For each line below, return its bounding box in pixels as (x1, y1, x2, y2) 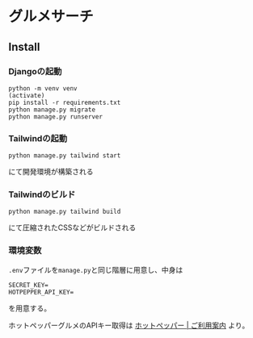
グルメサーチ (8, 7, 95, 26)
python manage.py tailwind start (8, 152, 121, 160)
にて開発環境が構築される (8, 167, 94, 177)
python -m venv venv (8, 84, 78, 93)
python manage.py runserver (8, 112, 103, 121)
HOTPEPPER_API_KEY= (8, 288, 74, 296)
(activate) (8, 91, 45, 99)
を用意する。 (8, 303, 51, 313)
